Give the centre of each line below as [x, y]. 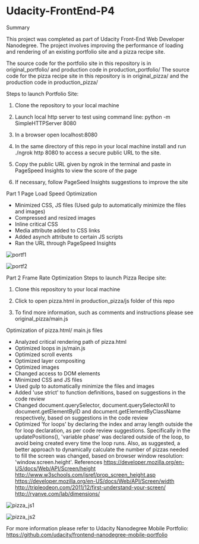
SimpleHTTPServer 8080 [45, 123]
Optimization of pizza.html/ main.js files [54, 330]
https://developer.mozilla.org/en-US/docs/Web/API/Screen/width [94, 481]
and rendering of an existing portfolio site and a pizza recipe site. [86, 51]
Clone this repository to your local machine [67, 289]
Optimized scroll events [44, 354]
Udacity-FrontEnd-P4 [60, 11]
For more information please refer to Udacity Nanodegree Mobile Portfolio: [97, 528]
